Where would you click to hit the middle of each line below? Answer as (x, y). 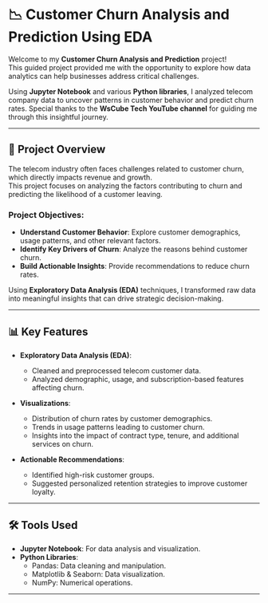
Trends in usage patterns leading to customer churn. (118, 427)
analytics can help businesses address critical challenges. (104, 76)
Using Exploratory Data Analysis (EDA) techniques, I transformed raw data (132, 290)
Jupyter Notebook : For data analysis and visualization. (110, 548)
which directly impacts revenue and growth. (81, 177)
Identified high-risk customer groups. (93, 475)
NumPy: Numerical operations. (82, 582)
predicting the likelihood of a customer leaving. (86, 194)
